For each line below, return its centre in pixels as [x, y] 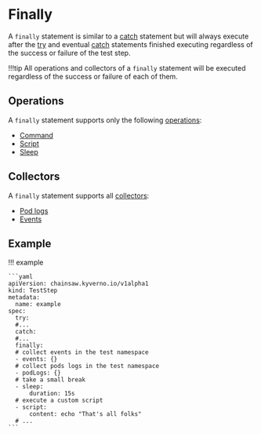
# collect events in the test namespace [82, 352]
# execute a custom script [59, 401]
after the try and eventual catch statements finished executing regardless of [130, 44]
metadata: [24, 297]
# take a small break [51, 380]
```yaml [21, 277]
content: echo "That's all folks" [85, 414]
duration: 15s [52, 394]
